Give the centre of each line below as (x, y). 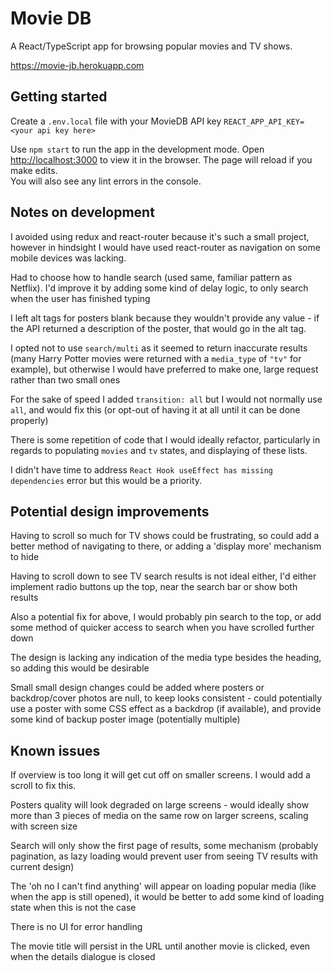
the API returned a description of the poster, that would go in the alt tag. (158, 328)
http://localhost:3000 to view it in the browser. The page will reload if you (161, 159)
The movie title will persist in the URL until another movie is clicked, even (160, 946)
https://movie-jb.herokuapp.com (77, 65)
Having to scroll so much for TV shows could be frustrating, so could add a (165, 536)
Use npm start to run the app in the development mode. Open (137, 149)
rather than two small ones (65, 379)
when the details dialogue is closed (83, 957)
